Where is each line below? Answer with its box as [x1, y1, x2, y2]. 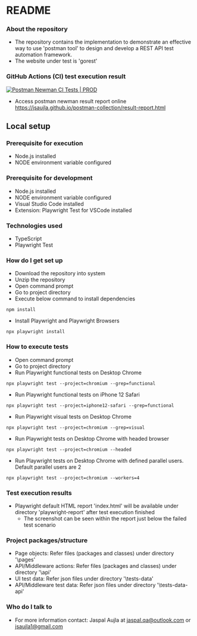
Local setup [6, 121, 51, 131]
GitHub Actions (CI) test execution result [6, 72, 126, 81]
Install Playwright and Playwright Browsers [14, 317, 120, 324]
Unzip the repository [14, 276, 65, 284]
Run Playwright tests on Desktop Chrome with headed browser [14, 435, 170, 442]
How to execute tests [6, 343, 68, 351]
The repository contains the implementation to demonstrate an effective [14, 38, 192, 45]
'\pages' [14, 556, 36, 563]
